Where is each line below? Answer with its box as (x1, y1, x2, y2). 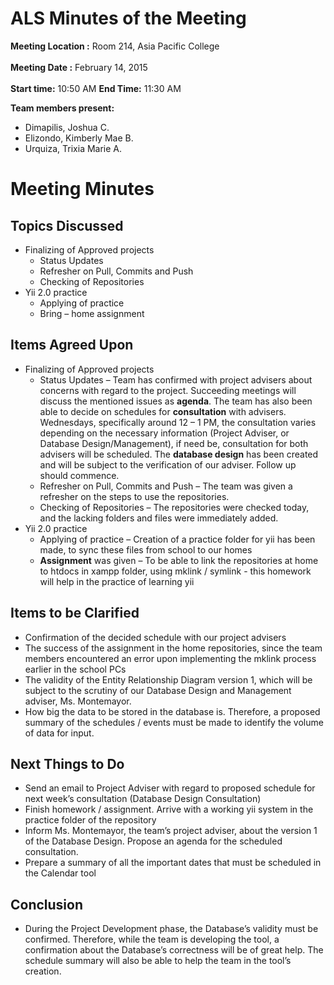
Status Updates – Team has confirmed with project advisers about (39, 373, 313, 386)
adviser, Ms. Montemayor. (24, 695, 132, 707)
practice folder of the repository (24, 814, 157, 826)
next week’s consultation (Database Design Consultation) (24, 793, 262, 805)
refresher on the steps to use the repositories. (39, 490, 230, 502)
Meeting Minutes (10, 178, 155, 201)
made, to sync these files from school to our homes (39, 543, 253, 556)
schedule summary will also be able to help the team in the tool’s (24, 955, 292, 967)
